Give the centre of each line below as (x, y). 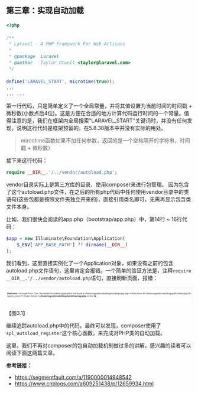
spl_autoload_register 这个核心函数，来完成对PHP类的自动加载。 (86, 333)
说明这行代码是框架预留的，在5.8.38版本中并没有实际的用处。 (91, 128)
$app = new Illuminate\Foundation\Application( (66, 239)
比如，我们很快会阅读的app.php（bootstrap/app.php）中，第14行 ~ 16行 (94, 219)
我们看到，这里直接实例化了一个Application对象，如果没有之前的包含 (90, 263)
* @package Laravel (34, 57)
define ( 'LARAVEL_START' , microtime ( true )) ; (61, 82)
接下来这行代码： (27, 161)
